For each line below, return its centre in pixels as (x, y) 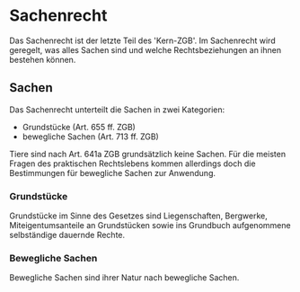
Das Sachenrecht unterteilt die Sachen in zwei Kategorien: (117, 110)
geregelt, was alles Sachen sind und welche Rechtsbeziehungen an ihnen (145, 49)
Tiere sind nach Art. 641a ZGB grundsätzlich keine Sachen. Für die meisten (147, 154)
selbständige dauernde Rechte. (67, 235)
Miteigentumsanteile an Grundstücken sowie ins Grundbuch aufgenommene (150, 226)
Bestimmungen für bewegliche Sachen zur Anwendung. (112, 173)
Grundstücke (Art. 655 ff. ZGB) (79, 127)
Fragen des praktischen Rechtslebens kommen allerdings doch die (132, 164)
